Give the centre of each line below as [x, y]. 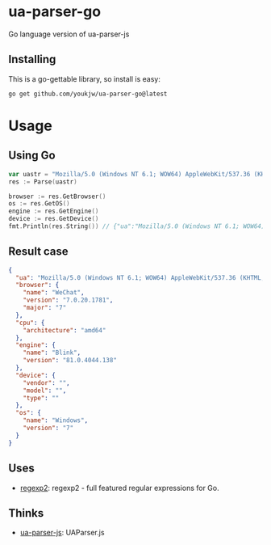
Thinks [26, 513]
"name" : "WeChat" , [54, 293]
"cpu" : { [30, 323]
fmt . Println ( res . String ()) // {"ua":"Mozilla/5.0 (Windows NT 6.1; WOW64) [137, 226]
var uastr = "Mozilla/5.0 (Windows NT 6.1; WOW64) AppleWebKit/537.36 [129, 174]
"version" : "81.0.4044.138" [70, 361]
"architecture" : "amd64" [65, 330]
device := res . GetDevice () [54, 219]
